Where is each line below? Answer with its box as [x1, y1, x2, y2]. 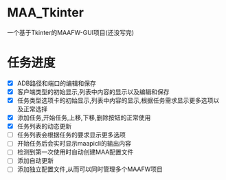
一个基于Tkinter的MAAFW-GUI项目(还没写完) [7, 28, 135, 36]
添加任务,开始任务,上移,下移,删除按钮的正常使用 [16, 113, 151, 122]
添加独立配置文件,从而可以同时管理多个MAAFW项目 [16, 165, 163, 173]
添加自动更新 [16, 157, 54, 165]
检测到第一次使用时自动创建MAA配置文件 [16, 148, 134, 156]
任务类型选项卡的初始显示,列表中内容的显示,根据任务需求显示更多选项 [16, 96, 214, 104]
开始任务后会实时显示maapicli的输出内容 [16, 139, 132, 148]
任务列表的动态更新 [16, 122, 72, 131]
